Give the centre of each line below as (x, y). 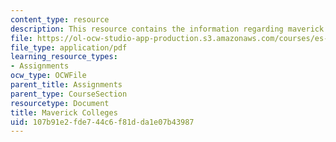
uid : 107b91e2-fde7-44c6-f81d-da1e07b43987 (102, 122)
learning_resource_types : (64, 57)
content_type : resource (60, 19)
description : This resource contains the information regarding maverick (167, 29)
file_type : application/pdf (69, 47)
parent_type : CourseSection (69, 94)
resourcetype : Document (60, 103)
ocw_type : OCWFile (48, 76)
